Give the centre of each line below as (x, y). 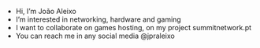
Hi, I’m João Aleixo (46, 11)
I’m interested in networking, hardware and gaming (98, 19)
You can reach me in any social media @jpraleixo (95, 36)
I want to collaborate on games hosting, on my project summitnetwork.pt (134, 27)
